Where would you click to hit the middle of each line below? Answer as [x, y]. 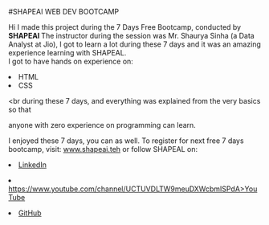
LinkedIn [33, 165]
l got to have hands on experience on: [71, 61]
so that [20, 109]
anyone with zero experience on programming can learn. [102, 125]
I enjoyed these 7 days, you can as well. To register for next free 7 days [126, 141]
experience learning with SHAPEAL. [67, 53]
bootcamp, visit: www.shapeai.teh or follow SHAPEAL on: [103, 149]
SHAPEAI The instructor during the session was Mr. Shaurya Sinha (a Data [131, 36]
